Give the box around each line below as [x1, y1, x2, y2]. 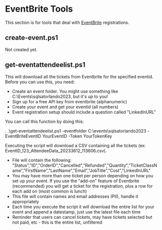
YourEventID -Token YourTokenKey [42, 133, 112, 139]
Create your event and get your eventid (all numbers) [12, 104, 119, 110]
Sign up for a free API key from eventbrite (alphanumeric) [12, 98, 127, 104]
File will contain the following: [12, 157, 72, 163]
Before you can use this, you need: [5, 79, 75, 85]
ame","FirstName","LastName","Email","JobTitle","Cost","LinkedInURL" [12, 167, 151, 173]
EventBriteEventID [5, 133, 41, 139]
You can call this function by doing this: [5, 118, 84, 124]
